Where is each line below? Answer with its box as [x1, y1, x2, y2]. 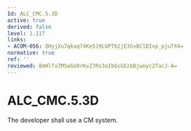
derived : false [7, 23, 52, 30]
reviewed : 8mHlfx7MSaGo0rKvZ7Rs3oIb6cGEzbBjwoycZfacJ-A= [7, 62, 178, 69]
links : [7, 36, 27, 43]
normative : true [7, 50, 55, 57]
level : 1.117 [7, 29, 46, 37]
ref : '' [7, 56, 30, 63]
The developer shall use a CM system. [7, 116, 118, 124]
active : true [7, 17, 46, 24]
